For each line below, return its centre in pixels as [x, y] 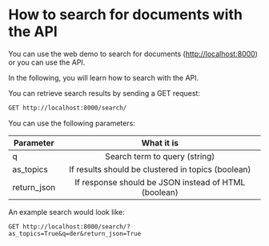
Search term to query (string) [160, 156]
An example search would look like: [67, 212]
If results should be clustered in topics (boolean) [160, 169]
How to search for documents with [125, 15]
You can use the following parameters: [72, 123]
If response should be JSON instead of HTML [160, 182]
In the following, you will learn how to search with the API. [104, 77]
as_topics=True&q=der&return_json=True [75, 233]
